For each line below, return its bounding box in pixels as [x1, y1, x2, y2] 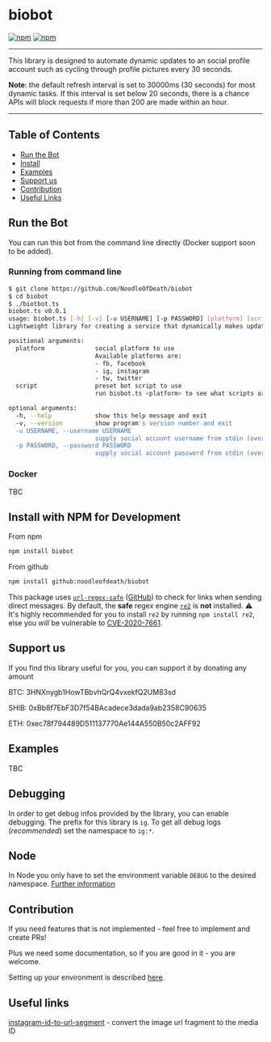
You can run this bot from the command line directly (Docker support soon [8, 237, 256, 248]
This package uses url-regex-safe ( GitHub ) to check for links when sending [8, 592, 262, 602]
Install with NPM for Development [8, 510, 181, 523]
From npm [8, 532, 43, 541]
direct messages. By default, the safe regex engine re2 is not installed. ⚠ [8, 601, 253, 611]
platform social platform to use [15, 344, 175, 353]
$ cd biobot [8, 292, 48, 300]
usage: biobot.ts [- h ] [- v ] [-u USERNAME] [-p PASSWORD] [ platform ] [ [8, 315, 251, 323]
